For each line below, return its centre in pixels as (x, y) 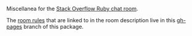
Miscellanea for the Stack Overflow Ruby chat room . (72, 9)
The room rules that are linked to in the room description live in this (91, 20)
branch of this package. (54, 27)
